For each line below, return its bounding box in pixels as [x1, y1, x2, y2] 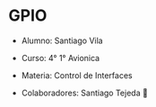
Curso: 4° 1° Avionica [21, 52, 100, 63]
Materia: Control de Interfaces [21, 69, 133, 81]
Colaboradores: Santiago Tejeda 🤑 [21, 87, 149, 98]
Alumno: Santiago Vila [21, 35, 104, 46]
